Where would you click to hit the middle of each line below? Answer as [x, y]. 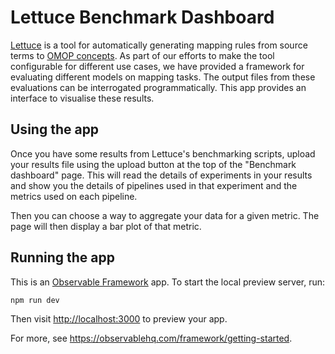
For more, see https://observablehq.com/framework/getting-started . [151, 338]
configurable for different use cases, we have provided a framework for [157, 66]
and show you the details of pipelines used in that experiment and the [154, 185]
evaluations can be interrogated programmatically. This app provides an [158, 87]
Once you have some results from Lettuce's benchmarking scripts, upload [163, 153]
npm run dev [35, 300]
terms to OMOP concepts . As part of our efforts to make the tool [142, 55]
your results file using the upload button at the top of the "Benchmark [153, 164]
